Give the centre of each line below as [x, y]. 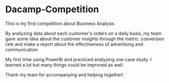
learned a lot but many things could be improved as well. [65, 65]
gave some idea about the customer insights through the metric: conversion [85, 39]
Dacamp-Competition [52, 9]
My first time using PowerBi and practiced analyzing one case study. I [78, 59]
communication [22, 49]
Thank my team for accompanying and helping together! [64, 74]
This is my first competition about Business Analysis [60, 23]
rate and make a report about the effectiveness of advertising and [74, 44]
